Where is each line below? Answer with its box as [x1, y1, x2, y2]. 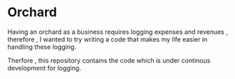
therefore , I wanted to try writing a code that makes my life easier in [7, 35, 208, 43]
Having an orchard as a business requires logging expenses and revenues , [7, 28, 228, 36]
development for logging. [7, 63, 82, 72]
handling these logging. [7, 42, 77, 51]
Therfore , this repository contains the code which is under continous [7, 56, 211, 64]
